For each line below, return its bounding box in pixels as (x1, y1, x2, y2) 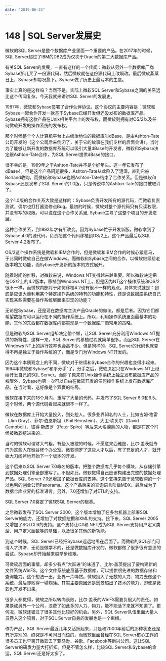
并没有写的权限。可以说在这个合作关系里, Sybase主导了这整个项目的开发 (5, 209, 153, 215)
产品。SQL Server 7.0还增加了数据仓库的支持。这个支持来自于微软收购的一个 (5, 476, 161, 482)
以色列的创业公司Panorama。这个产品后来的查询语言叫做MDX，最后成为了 (5, 482, 157, 488)
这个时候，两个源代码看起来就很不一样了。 (5, 401, 92, 407)
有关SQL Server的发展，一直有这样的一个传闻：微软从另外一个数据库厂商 (5, 64, 154, 70)
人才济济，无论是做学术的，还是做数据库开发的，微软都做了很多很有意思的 (9, 544, 161, 550)
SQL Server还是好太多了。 (13, 650, 68, 656)
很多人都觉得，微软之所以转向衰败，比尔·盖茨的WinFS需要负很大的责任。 (5, 596, 154, 602)
